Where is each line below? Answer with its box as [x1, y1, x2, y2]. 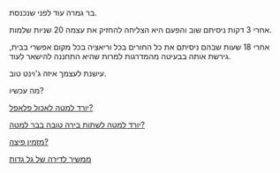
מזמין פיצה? [9, 137, 49, 147]
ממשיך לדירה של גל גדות [9, 154, 92, 164]
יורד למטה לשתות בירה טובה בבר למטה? [9, 119, 146, 130]
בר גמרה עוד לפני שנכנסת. [9, 8, 97, 18]
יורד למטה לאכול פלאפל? [9, 102, 94, 113]
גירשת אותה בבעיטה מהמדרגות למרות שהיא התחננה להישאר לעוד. [9, 51, 231, 61]
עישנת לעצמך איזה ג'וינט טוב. [9, 68, 107, 79]
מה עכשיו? [9, 86, 44, 95]
